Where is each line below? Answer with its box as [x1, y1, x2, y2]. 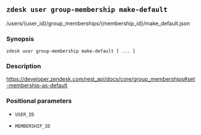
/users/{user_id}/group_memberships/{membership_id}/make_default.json [6, 20, 190, 27]
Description [6, 62, 41, 70]
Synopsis [6, 35, 34, 43]
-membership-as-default [6, 82, 68, 89]
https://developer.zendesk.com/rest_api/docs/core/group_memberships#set [6, 75, 196, 83]
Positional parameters [6, 97, 72, 105]
